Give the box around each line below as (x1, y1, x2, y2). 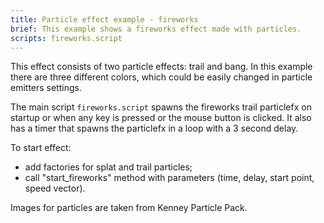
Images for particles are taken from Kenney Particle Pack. (10, 202, 248, 214)
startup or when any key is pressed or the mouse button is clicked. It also (10, 112, 312, 124)
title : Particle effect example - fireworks (10, 14, 199, 25)
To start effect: (10, 142, 72, 154)
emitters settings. (10, 82, 82, 94)
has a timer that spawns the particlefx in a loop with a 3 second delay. (10, 122, 299, 135)
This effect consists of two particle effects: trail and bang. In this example (10, 61, 313, 73)
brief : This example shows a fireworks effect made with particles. (10, 24, 302, 34)
